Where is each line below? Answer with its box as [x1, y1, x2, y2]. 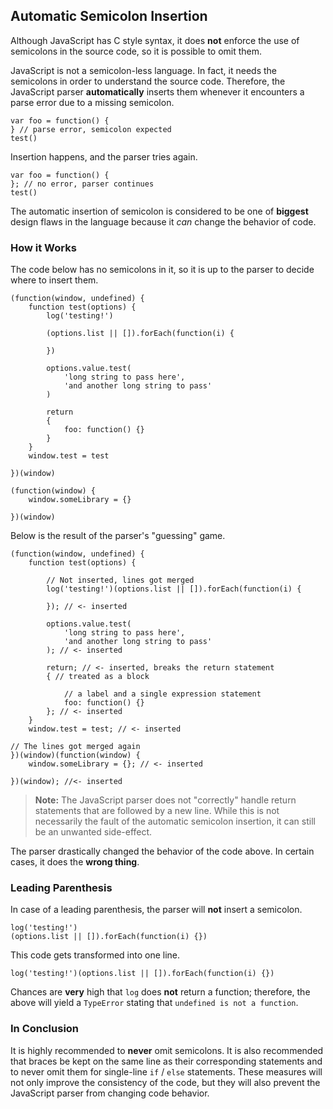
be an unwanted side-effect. [34, 826, 153, 838]
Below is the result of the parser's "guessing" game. [10, 530, 226, 542]
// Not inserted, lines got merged [46, 575, 195, 586]
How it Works [10, 240, 77, 254]
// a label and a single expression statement [63, 689, 262, 699]
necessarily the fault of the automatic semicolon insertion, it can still [34, 815, 316, 828]
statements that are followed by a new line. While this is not [34, 805, 280, 817]
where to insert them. [10, 274, 99, 286]
